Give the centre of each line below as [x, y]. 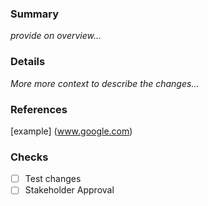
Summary [35, 14]
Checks [29, 157]
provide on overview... [56, 36]
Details [28, 62]
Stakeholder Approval [69, 190]
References [39, 109]
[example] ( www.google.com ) [71, 131]
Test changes [53, 179]
